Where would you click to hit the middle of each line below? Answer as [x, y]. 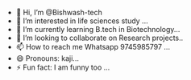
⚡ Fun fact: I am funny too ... [63, 67]
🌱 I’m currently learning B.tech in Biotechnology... [98, 29]
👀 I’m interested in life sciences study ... [82, 21]
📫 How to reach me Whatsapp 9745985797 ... [93, 47]
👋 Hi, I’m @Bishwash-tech [59, 12]
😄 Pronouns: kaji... [47, 58]
